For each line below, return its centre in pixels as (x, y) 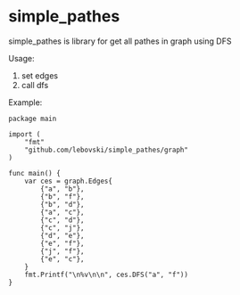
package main (33, 119)
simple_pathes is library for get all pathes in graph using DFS (120, 41)
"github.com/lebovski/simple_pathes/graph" (107, 150)
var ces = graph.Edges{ (69, 181)
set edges (40, 75)
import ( (25, 134)
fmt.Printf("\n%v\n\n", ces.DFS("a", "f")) (107, 275)
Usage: (21, 58)
